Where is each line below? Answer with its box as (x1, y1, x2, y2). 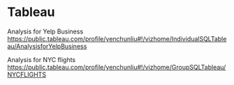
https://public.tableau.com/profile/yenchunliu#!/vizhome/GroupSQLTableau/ (7, 63, 226, 71)
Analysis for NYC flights (7, 55, 76, 63)
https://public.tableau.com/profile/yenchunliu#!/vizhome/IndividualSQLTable (7, 34, 227, 42)
